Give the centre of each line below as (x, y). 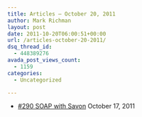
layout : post (27, 27)
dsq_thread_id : (30, 47)
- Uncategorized (38, 80)
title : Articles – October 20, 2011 (61, 14)
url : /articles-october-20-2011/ (57, 40)
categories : (25, 73)
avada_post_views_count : (44, 60)
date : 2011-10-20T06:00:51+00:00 (57, 34)
